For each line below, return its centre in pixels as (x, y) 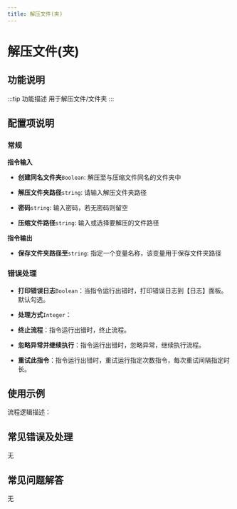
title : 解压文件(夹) (35, 14)
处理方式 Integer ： (44, 314)
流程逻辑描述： (29, 412)
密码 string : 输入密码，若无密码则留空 (73, 208)
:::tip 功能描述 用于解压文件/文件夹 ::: (61, 99)
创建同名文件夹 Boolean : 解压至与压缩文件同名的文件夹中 (99, 177)
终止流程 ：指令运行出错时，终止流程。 (74, 330)
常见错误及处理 (40, 437)
